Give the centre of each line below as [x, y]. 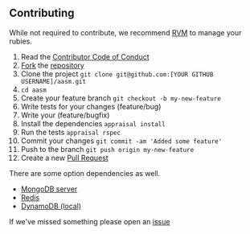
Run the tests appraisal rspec [71, 132]
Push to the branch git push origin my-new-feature [107, 149]
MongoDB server [49, 189]
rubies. [21, 41]
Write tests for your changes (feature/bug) [91, 106]
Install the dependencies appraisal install [93, 123]
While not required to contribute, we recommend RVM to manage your [125, 32]
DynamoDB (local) [51, 206]
